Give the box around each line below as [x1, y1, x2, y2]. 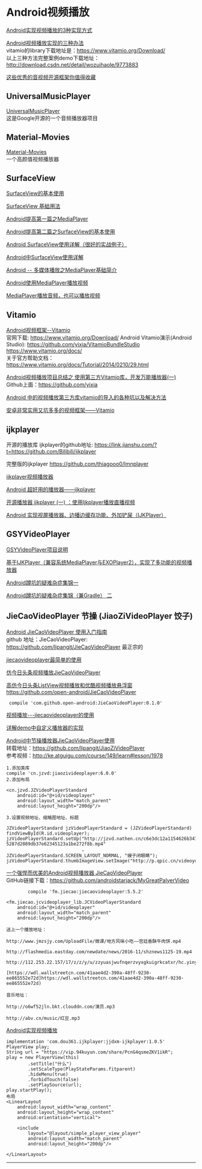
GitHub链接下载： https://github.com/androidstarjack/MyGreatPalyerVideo [6, 876, 189, 884]
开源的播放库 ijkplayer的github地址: [6, 441, 93, 448]
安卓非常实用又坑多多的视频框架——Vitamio [6, 407, 115, 414]
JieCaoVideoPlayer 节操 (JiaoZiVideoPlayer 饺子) [6, 611, 194, 621]
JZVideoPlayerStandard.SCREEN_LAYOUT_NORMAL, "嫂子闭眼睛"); [6, 852, 158, 859]
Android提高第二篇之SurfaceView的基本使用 [6, 228, 115, 235]
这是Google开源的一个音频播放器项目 [6, 114, 98, 121]
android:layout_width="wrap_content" [17, 1104, 112, 1110]
